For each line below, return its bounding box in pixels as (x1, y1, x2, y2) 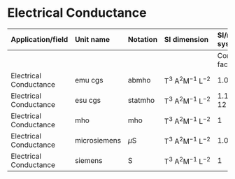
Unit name (74, 34, 111, 44)
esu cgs (74, 95, 101, 105)
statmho (127, 95, 155, 105)
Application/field (10, 34, 69, 44)
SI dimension (164, 34, 208, 44)
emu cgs (74, 75, 104, 85)
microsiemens (74, 135, 121, 145)
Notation (127, 34, 158, 44)
